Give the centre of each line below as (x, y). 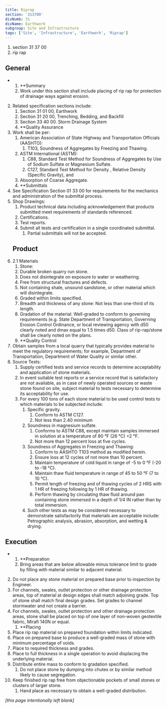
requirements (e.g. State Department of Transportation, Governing (88, 319)
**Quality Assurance (42, 127)
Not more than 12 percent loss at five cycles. (80, 441)
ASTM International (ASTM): (49, 153)
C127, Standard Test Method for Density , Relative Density (86, 169)
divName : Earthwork (25, 24)
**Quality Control (38, 341)
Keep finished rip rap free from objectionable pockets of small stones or (86, 680)
